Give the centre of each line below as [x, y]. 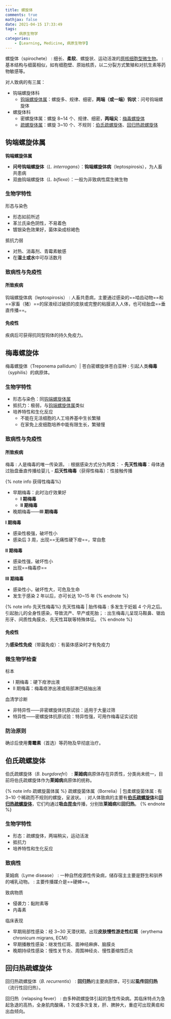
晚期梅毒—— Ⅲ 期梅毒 [35, 512]
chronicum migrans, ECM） [41, 938]
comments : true [21, 15]
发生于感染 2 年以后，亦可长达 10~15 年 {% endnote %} [70, 596]
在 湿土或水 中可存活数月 [37, 257]
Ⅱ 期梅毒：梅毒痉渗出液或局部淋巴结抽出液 [57, 688]
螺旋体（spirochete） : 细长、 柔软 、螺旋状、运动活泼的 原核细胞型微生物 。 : [84, 58]
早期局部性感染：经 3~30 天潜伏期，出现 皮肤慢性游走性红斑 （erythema [88, 931]
